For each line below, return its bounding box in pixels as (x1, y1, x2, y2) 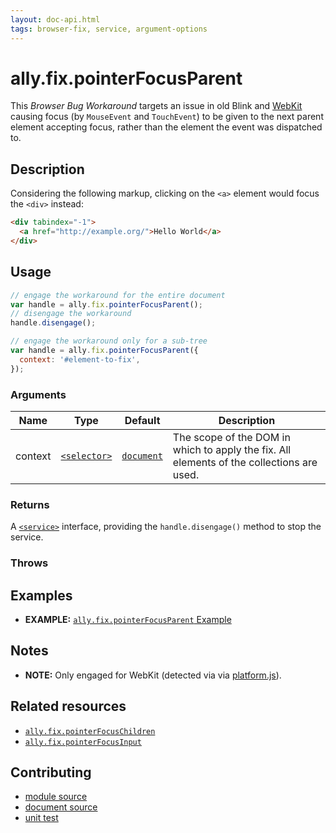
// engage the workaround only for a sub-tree (10, 336, 208, 346)
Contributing (10, 764, 92, 781)
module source (24, 791, 88, 803)
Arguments (10, 387, 67, 401)
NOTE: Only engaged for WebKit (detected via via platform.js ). (24, 669, 282, 681)
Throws (10, 556, 49, 570)
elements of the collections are (172, 455, 318, 469)
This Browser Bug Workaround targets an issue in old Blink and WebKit (10, 100, 303, 112)
